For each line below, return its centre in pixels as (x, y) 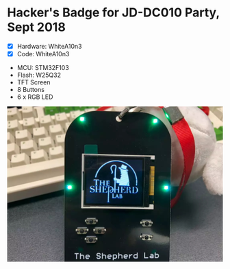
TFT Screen (34, 82)
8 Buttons (30, 90)
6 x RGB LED (35, 97)
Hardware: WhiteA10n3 (49, 46)
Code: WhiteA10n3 (43, 54)
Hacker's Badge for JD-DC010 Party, (114, 13)
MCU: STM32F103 (43, 68)
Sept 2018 (37, 27)
